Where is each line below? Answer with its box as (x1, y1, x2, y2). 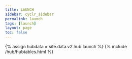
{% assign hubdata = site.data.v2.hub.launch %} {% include (5, 44, 127, 49)
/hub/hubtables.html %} (5, 49, 54, 55)
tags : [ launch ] (5, 21, 36, 26)
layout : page (5, 26, 32, 30)
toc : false (5, 30, 28, 35)
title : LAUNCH (5, 7, 34, 12)
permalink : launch (5, 16, 43, 21)
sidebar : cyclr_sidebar (5, 12, 54, 17)
